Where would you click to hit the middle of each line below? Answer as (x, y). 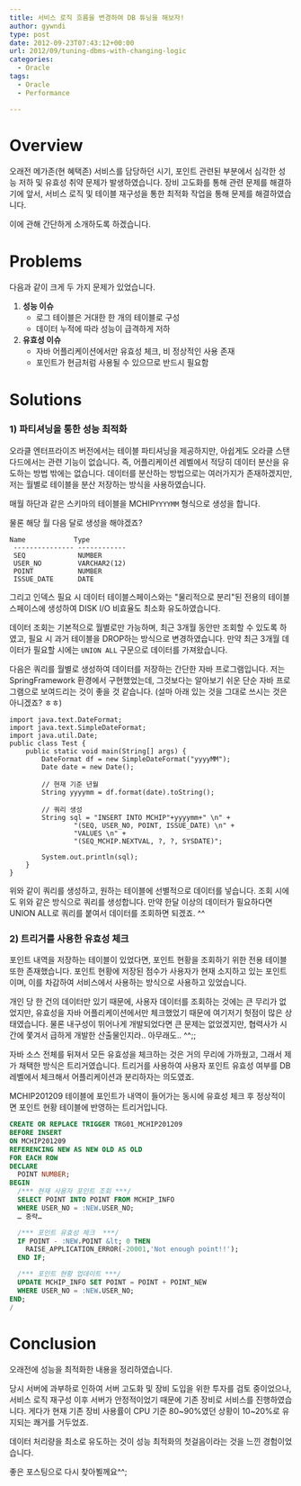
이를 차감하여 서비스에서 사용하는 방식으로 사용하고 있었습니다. (137, 983)
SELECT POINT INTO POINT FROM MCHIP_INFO (96, 1200)
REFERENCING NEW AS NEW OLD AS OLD (76, 1149)
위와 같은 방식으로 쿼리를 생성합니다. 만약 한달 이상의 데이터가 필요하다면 (146, 902)
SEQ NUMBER (58, 555)
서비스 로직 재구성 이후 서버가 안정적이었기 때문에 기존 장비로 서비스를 (132, 1400)
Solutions (46, 399)
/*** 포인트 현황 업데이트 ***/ (69, 1274)
